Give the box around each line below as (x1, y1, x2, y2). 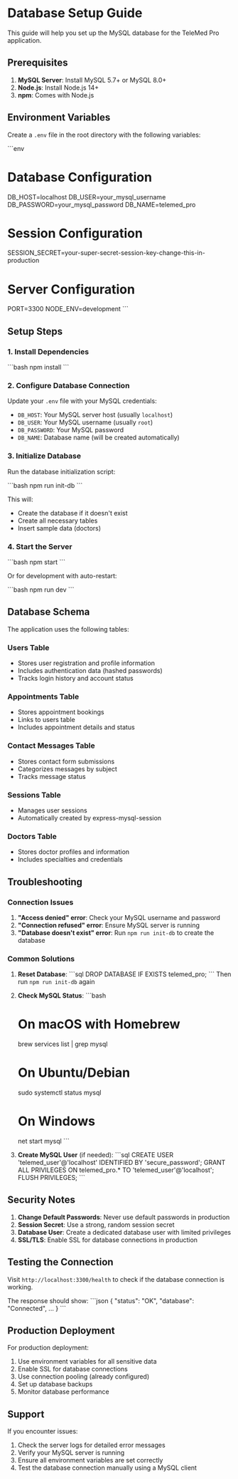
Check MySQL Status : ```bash (17, 991, 107, 1000)
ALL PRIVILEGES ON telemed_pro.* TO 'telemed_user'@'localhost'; (17, 1166, 215, 1174)
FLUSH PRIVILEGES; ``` (17, 1174, 85, 1182)
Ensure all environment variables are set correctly (17, 1456, 163, 1465)
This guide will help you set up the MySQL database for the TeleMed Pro (7, 28, 220, 37)
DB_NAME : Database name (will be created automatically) (17, 433, 180, 442)
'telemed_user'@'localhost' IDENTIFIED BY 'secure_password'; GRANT (17, 1159, 226, 1167)
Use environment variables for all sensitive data (17, 1357, 158, 1366)
